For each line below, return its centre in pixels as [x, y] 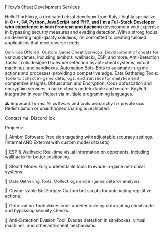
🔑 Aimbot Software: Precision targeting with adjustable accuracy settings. [79, 137]
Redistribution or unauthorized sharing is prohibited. [58, 108]
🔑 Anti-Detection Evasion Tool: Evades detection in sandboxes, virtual [75, 220]
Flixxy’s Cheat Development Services [43, 7]
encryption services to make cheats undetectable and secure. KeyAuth [76, 89]
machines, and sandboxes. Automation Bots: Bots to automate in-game [77, 68]
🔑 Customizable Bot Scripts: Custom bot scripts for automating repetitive [78, 191]
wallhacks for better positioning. [37, 157]
